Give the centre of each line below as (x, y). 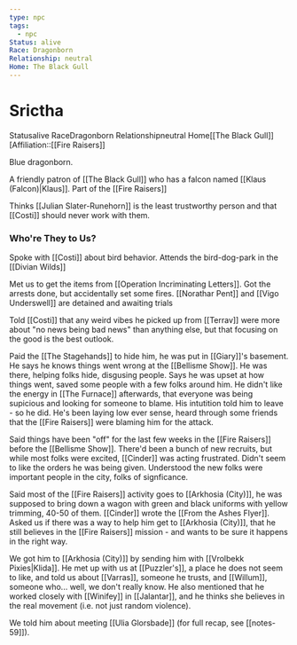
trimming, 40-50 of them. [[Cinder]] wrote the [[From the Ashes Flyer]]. (140, 513)
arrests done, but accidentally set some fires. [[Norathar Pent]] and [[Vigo (144, 294)
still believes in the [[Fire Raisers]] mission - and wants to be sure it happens (148, 532)
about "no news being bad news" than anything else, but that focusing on (144, 330)
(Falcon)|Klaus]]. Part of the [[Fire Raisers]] (88, 188)
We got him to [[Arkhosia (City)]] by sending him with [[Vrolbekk (127, 559)
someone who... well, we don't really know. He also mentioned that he (137, 587)
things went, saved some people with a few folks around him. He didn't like (146, 385)
